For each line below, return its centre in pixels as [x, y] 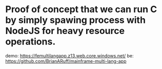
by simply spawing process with [76, 20]
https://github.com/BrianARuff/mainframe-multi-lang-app [66, 61]
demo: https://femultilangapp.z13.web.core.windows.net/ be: [69, 56]
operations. [31, 42]
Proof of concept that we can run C [81, 9]
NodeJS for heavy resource [65, 31]
